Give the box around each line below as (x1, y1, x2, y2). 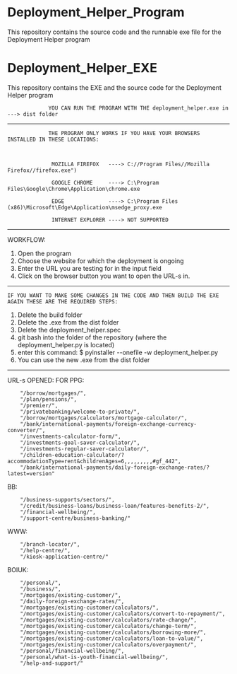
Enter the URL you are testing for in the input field (17, 264, 162, 272)
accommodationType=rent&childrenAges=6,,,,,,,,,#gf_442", (7, 458, 181, 465)
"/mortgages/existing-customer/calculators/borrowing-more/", (20, 629, 207, 636)
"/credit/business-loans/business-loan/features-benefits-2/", (20, 502, 210, 509)
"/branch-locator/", (20, 540, 80, 548)
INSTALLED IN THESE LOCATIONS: (7, 136, 99, 143)
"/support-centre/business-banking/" (20, 514, 131, 522)
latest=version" (7, 470, 55, 477)
